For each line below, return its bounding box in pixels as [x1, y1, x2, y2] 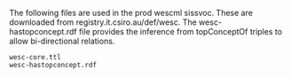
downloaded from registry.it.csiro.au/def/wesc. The [9, 17, 197, 27]
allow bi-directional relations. [9, 35, 115, 46]
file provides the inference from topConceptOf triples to [78, 27, 282, 36]
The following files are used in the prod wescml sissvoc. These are [9, 8, 253, 18]
